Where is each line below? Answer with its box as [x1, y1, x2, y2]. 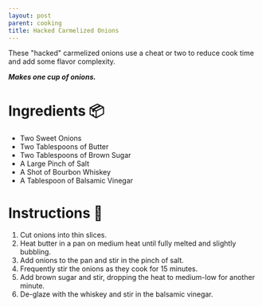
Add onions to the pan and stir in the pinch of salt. [19, 256, 185, 266]
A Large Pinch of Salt [19, 159, 90, 168]
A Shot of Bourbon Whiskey [19, 167, 111, 177]
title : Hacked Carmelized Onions [8, 26, 119, 34]
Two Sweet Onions [19, 133, 82, 144]
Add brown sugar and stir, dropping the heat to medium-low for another [19, 273, 256, 282]
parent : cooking [8, 19, 62, 27]
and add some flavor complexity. [8, 57, 115, 66]
